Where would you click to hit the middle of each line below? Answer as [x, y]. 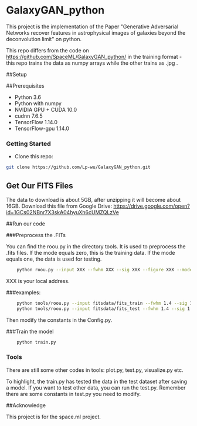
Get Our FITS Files [40, 186]
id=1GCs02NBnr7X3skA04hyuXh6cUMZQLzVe [62, 212]
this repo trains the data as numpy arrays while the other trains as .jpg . [92, 63]
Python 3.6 [28, 97]
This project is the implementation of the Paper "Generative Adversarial [92, 26]
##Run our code [26, 224]
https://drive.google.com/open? [152, 206]
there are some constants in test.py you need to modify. [74, 394]
